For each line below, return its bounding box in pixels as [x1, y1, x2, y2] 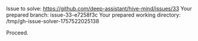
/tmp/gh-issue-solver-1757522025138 [6, 18, 99, 24]
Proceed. [6, 29, 29, 36]
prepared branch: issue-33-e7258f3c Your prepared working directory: [6, 11, 181, 18]
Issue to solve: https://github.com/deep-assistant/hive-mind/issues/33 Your [6, 5, 192, 12]
